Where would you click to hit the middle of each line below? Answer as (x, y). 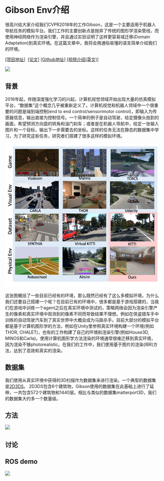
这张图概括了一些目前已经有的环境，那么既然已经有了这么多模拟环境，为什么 (82, 295)
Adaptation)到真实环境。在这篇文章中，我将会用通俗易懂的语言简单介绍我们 (81, 43)
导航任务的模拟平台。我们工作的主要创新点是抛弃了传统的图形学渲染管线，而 (82, 30)
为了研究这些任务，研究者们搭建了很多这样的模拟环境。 (69, 136)
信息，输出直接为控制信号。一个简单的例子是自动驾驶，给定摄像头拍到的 (86, 117)
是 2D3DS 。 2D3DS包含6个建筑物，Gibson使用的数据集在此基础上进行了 (77, 386)
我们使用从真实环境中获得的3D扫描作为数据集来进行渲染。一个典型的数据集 (81, 380)
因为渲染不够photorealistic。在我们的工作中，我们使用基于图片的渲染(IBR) (79, 344)
